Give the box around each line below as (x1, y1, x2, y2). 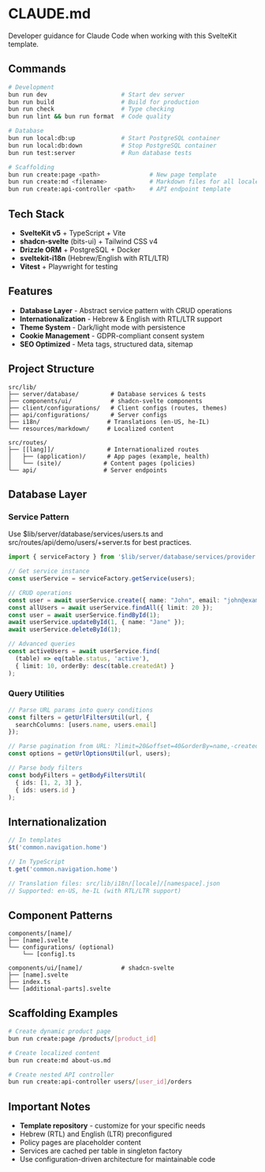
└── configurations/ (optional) (8, 943, 114, 951)
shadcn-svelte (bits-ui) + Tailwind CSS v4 (19, 236, 158, 246)
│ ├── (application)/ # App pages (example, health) (8, 452, 211, 460)
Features (8, 285, 53, 298)
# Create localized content (8, 1049, 101, 1057)
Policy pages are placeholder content (19, 1138, 142, 1147)
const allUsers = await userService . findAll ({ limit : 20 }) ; (8, 603, 214, 611)
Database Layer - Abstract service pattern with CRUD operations (19, 305, 233, 315)
